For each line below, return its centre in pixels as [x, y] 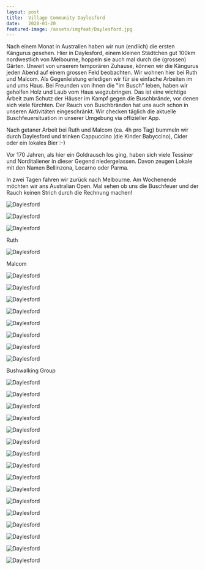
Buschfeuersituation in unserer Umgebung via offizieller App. [83, 118]
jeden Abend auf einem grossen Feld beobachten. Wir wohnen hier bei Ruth [102, 73]
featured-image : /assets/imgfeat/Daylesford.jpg [69, 29]
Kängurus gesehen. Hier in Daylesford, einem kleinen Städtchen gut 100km [101, 53]
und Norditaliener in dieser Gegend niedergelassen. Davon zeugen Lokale [99, 161]
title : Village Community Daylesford [56, 18]
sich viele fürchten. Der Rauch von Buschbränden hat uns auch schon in [97, 105]
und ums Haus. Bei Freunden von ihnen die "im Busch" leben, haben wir [97, 86]
